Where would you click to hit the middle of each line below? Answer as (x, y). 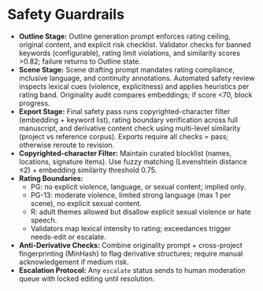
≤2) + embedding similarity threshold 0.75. (88, 170)
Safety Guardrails (66, 15)
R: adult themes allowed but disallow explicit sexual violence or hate (141, 212)
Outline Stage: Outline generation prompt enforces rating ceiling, (124, 36)
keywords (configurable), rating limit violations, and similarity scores (130, 53)
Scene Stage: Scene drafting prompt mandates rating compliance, (127, 69)
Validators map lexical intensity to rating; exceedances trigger (131, 228)
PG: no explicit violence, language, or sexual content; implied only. (138, 186)
